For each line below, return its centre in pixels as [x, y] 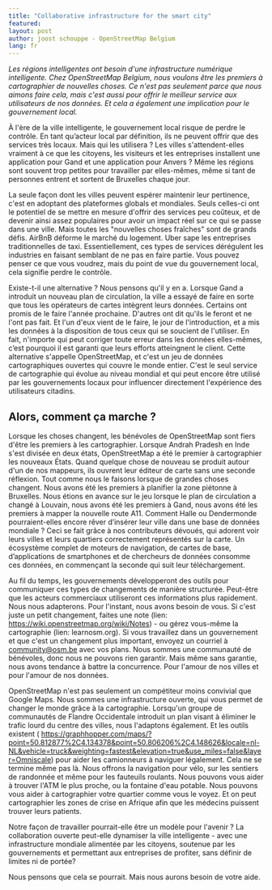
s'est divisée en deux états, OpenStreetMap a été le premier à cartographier [135, 453]
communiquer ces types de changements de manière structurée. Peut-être [134, 589]
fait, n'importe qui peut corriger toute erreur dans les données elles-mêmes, [136, 340]
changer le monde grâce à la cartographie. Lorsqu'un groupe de [115, 708]
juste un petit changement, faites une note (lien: [88, 615]
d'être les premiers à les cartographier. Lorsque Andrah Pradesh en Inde [129, 444]
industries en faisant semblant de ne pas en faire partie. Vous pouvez [124, 255]
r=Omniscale [30, 759]
